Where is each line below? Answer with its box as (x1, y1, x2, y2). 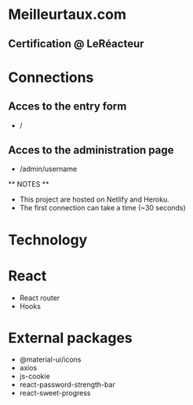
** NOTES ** (8, 180, 49, 189)
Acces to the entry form (8, 100, 127, 113)
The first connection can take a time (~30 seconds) (19, 203, 186, 213)
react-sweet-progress (19, 388, 91, 398)
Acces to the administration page (8, 143, 174, 157)
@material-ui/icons (19, 355, 82, 364)
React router (19, 293, 60, 303)
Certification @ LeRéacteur (8, 37, 144, 50)
